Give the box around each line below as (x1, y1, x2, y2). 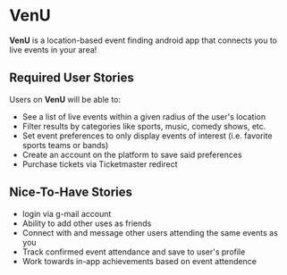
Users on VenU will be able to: (9, 94, 122, 104)
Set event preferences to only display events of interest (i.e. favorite (21, 130, 273, 141)
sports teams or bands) (21, 139, 109, 150)
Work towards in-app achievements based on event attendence (21, 255, 257, 266)
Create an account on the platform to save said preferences (21, 149, 243, 160)
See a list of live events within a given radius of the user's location (21, 111, 266, 121)
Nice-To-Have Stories (9, 185, 132, 200)
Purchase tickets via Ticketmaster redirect (21, 158, 178, 170)
